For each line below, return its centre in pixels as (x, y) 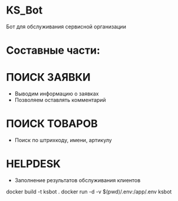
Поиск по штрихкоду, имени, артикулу (63, 140)
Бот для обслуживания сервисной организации (66, 27)
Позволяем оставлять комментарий (60, 100)
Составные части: (53, 50)
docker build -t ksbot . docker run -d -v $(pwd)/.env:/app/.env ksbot (89, 192)
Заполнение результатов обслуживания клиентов (78, 180)
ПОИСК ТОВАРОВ (52, 124)
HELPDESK (33, 164)
